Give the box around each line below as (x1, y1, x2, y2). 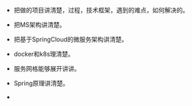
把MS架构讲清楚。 (13, 21, 66, 29)
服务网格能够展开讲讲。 (13, 65, 81, 72)
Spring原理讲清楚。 (13, 79, 70, 87)
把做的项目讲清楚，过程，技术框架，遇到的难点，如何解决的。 (13, 6, 189, 14)
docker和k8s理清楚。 (13, 50, 74, 58)
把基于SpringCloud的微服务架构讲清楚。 (13, 35, 128, 43)
